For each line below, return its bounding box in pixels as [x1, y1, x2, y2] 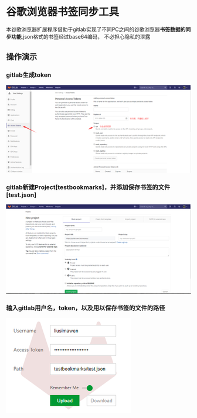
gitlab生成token [6, 71, 52, 79]
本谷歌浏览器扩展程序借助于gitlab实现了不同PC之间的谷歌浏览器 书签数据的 [6, 26, 186, 33]
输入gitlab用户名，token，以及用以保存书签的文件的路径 [6, 304, 165, 312]
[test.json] [6, 191, 37, 199]
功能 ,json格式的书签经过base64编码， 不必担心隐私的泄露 [11, 33, 151, 40]
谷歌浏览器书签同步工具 [6, 5, 120, 19]
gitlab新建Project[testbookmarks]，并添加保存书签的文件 [6, 183, 171, 191]
